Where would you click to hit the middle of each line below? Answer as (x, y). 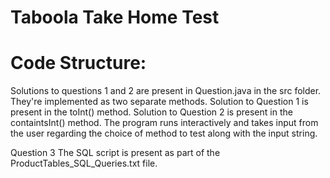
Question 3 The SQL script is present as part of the (115, 153)
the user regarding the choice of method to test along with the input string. (164, 133)
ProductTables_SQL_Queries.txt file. (84, 163)
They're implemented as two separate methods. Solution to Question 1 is (159, 102)
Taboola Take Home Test (115, 17)
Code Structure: (78, 63)
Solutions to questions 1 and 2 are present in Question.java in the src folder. (166, 91)
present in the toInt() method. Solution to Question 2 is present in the (151, 112)
